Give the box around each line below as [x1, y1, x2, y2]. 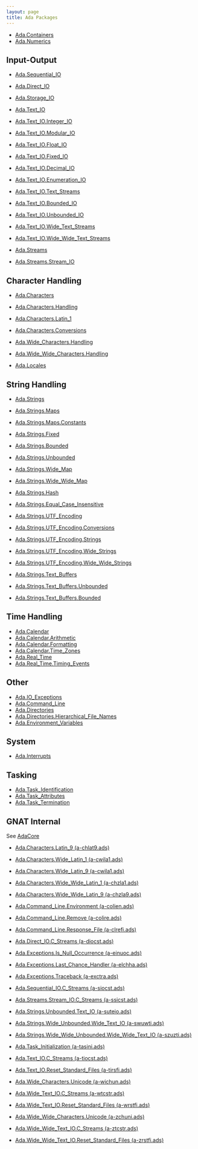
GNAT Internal [6, 816, 61, 827]
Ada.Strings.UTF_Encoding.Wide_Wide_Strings [14, 559, 132, 566]
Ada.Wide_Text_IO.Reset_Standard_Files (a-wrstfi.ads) [14, 1101, 150, 1109]
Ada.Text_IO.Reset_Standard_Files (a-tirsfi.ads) [14, 1066, 132, 1074]
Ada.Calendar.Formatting [14, 641, 77, 648]
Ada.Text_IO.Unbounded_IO [14, 211, 85, 219]
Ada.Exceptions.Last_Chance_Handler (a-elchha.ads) [14, 961, 148, 968]
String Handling [6, 379, 67, 389]
